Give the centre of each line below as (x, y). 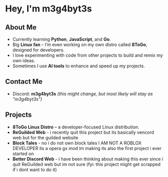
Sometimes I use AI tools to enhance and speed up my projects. (79, 66)
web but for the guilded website (45, 137)
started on (23, 153)
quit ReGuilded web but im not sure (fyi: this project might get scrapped (86, 164)
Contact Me (24, 81)
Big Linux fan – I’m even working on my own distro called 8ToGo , (80, 45)
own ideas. (24, 60)
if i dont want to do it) (35, 169)
